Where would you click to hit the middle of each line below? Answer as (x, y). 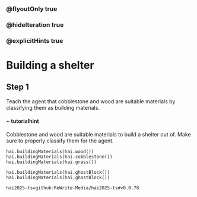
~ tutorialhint (23, 121)
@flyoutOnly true (32, 9)
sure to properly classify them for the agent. (60, 141)
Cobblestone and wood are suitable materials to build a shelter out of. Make (99, 134)
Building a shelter (50, 65)
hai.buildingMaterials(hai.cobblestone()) (59, 157)
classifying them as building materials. (53, 107)
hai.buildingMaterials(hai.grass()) (51, 162)
